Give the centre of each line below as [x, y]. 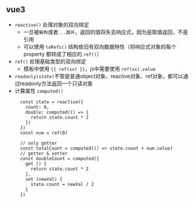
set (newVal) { [44, 179]
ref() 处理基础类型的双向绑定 [50, 61]
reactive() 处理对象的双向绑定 [52, 24]
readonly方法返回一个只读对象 [56, 83]
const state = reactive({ [52, 102]
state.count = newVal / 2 [62, 184]
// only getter [39, 143]
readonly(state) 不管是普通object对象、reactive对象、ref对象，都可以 [99, 76]
